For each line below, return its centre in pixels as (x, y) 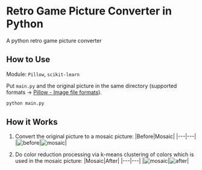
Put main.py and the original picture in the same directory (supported (92, 86)
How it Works (32, 122)
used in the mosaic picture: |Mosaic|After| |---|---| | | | (102, 161)
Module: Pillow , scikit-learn (43, 74)
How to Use (28, 59)
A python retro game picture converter (54, 40)
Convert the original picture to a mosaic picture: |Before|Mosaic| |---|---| (106, 136)
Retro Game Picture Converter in (89, 11)
